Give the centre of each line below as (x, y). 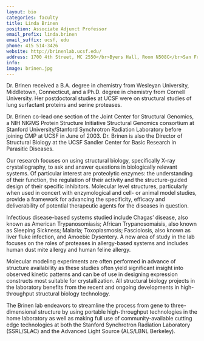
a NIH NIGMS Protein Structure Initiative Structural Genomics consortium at (100, 123)
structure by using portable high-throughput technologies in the (117, 312)
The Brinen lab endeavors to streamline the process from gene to (88, 306)
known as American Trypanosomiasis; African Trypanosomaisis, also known (102, 224)
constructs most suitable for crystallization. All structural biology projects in (101, 281)
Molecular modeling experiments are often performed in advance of (91, 262)
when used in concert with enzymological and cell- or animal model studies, (102, 193)
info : (13, 62)
